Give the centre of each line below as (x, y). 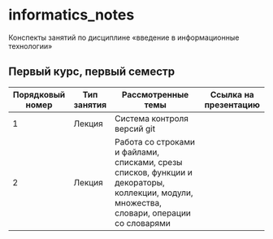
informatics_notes (71, 15)
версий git (135, 128)
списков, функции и (154, 172)
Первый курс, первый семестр (92, 72)
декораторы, (140, 182)
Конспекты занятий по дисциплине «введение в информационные (124, 37)
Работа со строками (155, 141)
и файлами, (137, 152)
